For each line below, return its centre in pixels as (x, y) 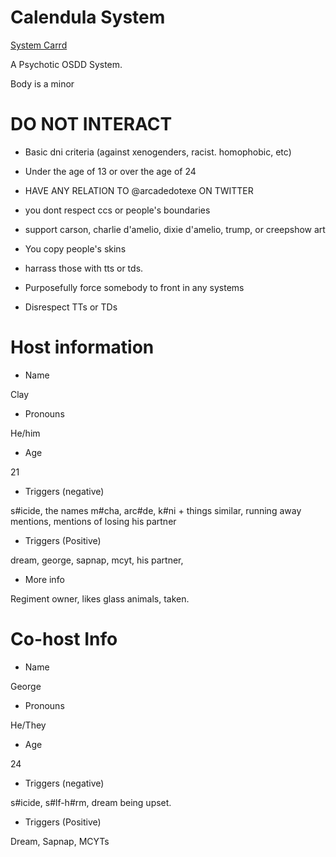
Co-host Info (64, 639)
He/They (28, 725)
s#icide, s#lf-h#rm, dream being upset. (91, 802)
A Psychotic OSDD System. (66, 64)
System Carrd (39, 45)
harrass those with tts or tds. (84, 268)
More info (44, 579)
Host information (82, 347)
